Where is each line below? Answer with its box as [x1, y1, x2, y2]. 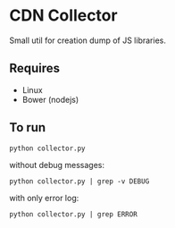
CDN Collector [9, 5, 118, 26]
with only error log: [9, 192, 79, 203]
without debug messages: [9, 159, 105, 170]
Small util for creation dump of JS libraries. [9, 35, 167, 46]
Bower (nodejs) [21, 94, 79, 105]
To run [9, 120, 46, 135]
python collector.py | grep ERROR [9, 209, 138, 219]
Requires [9, 61, 61, 76]
